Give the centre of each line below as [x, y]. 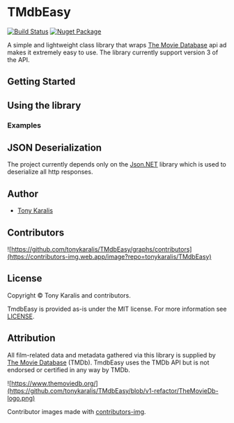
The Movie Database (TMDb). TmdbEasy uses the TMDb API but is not [108, 362]
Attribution [31, 338]
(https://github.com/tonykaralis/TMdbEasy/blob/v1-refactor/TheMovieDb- [113, 390]
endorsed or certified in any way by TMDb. [69, 369]
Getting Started [41, 82]
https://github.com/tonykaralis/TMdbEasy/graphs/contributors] [102, 249]
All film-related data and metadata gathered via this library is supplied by [111, 355]
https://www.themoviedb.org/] [55, 383]
